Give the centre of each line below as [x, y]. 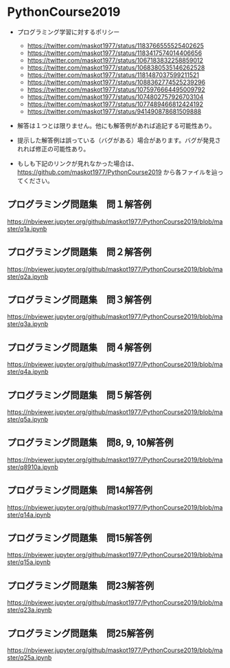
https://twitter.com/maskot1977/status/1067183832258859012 [115, 60]
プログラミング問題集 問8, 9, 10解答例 [90, 443]
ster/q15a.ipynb [29, 562]
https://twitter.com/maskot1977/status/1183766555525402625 [116, 45]
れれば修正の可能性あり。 [53, 149]
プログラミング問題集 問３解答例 [79, 300]
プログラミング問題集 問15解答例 [80, 538]
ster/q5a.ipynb [28, 419]
